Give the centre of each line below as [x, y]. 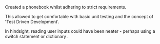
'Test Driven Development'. [32, 22]
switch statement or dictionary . [37, 36]
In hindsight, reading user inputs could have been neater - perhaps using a [80, 31]
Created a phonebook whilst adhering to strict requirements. [66, 7]
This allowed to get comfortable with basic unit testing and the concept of [79, 16]
